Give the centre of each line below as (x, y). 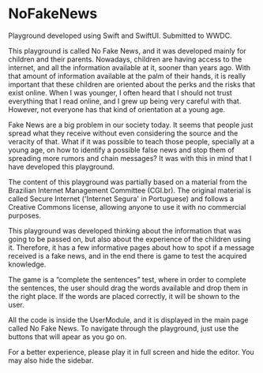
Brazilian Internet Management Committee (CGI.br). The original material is (130, 190)
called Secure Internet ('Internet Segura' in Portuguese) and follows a (121, 199)
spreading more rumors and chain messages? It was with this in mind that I (130, 158)
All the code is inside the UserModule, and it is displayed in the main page (128, 319)
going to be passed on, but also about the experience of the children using (130, 239)
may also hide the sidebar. (51, 360)
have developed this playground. (61, 166)
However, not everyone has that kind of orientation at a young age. (117, 109)
